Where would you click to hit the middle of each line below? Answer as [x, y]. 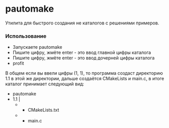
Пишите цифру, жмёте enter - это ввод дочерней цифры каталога [83, 58]
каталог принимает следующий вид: [45, 84]
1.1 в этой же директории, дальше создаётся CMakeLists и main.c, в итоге [85, 79]
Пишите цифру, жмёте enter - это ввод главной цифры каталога [82, 53]
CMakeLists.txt [43, 110]
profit [18, 63]
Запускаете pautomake [37, 47]
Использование [26, 36]
